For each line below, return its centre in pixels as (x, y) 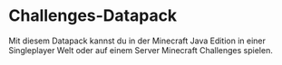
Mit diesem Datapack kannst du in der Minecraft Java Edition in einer (137, 41)
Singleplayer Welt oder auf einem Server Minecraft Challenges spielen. (141, 50)
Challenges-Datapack (93, 16)
